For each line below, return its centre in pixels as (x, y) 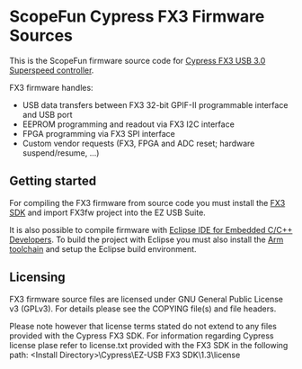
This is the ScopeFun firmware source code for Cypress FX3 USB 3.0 (138, 60)
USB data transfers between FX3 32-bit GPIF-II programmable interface (155, 104)
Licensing (37, 278)
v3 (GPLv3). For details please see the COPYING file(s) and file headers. (143, 309)
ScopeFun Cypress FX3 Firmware (137, 17)
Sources (41, 36)
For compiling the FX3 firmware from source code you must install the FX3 (147, 202)
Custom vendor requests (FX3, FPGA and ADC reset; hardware (138, 143)
